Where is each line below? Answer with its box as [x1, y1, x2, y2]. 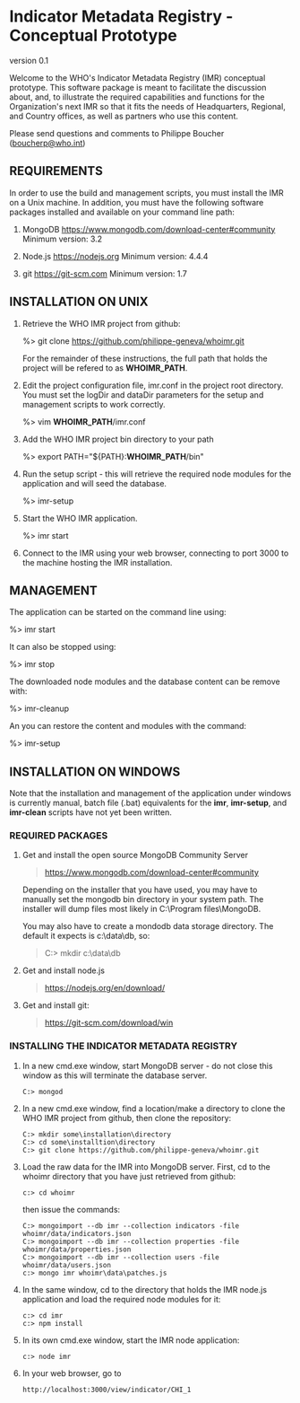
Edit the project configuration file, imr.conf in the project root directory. [21, 380, 284, 390]
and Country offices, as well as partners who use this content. [9, 110, 239, 121]
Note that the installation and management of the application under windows [9, 788, 292, 799]
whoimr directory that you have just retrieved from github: [21, 1171, 236, 1181]
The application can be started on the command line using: [9, 607, 227, 618]
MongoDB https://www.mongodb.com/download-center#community [21, 224, 276, 234]
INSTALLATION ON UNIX [9, 294, 149, 310]
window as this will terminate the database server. [21, 1070, 208, 1081]
